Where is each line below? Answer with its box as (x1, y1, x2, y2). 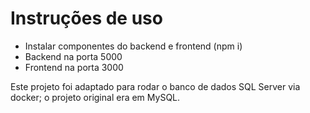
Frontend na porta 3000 (24, 61, 124, 73)
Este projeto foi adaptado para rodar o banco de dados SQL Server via (10, 80, 301, 92)
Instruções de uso (10, 7, 163, 30)
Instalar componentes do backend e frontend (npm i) (24, 40, 243, 52)
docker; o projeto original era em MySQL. (10, 91, 181, 103)
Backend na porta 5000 (24, 50, 123, 62)
